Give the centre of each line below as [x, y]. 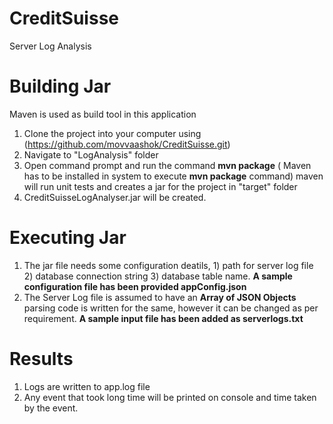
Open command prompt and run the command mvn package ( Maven [167, 165]
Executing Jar [68, 238]
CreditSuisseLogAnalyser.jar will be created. [115, 197]
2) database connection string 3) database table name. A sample [158, 276]
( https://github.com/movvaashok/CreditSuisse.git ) [127, 144]
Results [41, 359]
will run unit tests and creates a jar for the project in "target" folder [160, 186]
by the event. [51, 408]
